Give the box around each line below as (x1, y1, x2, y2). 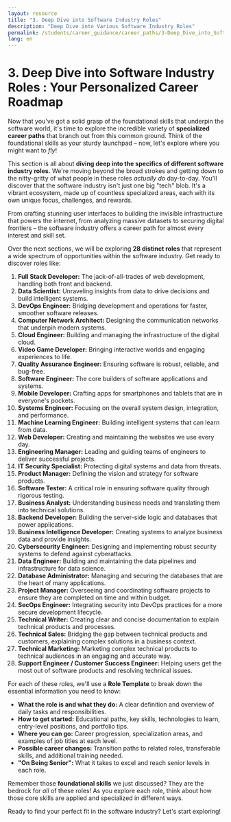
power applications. (17, 521, 74, 529)
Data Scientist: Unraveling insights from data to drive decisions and (17, 287, 210, 295)
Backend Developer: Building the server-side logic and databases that (17, 513, 218, 522)
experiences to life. (17, 353, 73, 361)
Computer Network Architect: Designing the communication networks (17, 317, 219, 325)
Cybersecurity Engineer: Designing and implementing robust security (17, 543, 217, 551)
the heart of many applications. (17, 579, 106, 587)
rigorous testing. (17, 492, 64, 500)
